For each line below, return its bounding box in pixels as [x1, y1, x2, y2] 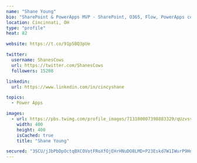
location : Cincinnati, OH [6, 19, 69, 25]
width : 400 [16, 121, 43, 127]
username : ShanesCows [11, 57, 64, 63]
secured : [6, 148, 28, 154]
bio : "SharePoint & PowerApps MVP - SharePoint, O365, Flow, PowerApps [6, 14, 185, 20]
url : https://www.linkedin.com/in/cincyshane [11, 84, 125, 90]
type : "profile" [6, 25, 46, 31]
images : [6, 111, 25, 117]
